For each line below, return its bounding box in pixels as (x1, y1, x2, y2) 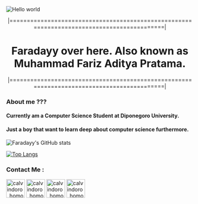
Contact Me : (6, 165, 45, 174)
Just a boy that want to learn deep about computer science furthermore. (6, 126, 189, 133)
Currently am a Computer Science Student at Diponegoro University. (6, 112, 180, 119)
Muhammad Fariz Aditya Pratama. (14, 57, 186, 71)
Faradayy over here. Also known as (11, 44, 188, 58)
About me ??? (6, 97, 47, 106)
